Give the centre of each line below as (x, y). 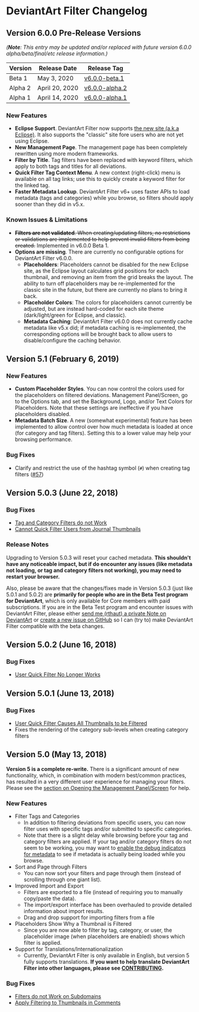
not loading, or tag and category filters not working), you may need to (94, 570)
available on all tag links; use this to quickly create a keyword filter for (100, 179)
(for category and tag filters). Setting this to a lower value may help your (103, 433)
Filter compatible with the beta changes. (56, 626)
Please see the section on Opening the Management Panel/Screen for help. (98, 788)
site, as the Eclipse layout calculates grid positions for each (96, 271)
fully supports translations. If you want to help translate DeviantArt (107, 962)
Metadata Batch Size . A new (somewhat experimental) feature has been (103, 420)
